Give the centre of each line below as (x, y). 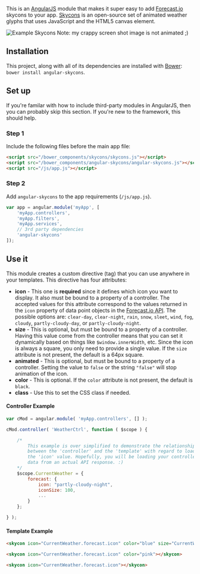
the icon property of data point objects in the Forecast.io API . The (95, 310)
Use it (17, 259)
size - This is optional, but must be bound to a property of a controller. (101, 329)
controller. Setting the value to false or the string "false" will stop (96, 367)
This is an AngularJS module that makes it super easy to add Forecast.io (95, 9)
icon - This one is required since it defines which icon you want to (96, 291)
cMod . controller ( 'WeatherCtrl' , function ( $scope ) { (77, 429)
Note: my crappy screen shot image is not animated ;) (123, 33)
